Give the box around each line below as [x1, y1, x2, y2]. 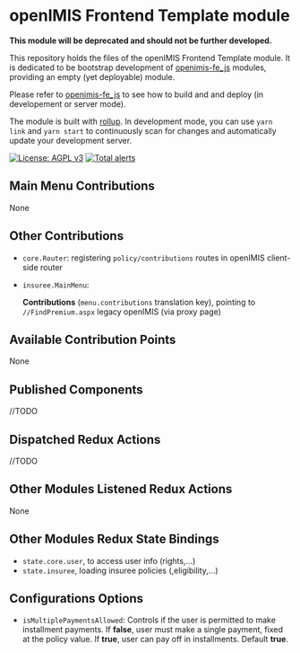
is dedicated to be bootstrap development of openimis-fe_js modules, [9, 62, 267, 73]
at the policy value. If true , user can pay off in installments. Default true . [21, 634, 289, 645]
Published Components [9, 382, 143, 397]
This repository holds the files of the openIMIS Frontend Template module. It [9, 52, 291, 63]
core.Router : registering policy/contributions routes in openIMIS [21, 252, 266, 263]
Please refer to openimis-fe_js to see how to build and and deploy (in [9, 89, 264, 100]
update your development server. [9, 135, 133, 146]
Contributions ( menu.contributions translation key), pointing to [21, 296, 256, 307]
